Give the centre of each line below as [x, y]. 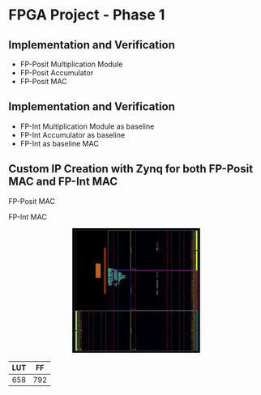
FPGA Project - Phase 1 [87, 15]
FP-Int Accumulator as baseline [73, 134]
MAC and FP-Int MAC [63, 182]
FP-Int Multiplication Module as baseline [87, 126]
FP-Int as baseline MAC [59, 143]
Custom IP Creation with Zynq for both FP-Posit [131, 169]
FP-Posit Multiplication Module [71, 64]
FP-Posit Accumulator [57, 73]
